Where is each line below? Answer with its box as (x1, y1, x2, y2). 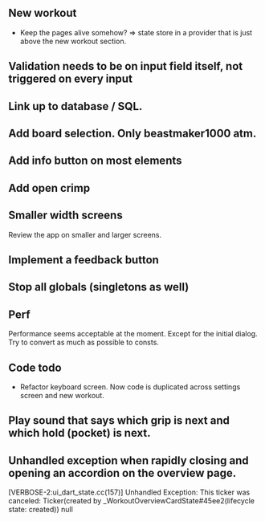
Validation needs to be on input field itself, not (8, 59, 243, 73)
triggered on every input (8, 72, 132, 86)
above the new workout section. (19, 36, 127, 46)
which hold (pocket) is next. (8, 426, 151, 440)
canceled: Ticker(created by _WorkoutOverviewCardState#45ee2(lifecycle (8, 496, 255, 506)
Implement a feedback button (8, 253, 159, 267)
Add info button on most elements (8, 154, 182, 168)
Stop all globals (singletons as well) (8, 280, 190, 294)
